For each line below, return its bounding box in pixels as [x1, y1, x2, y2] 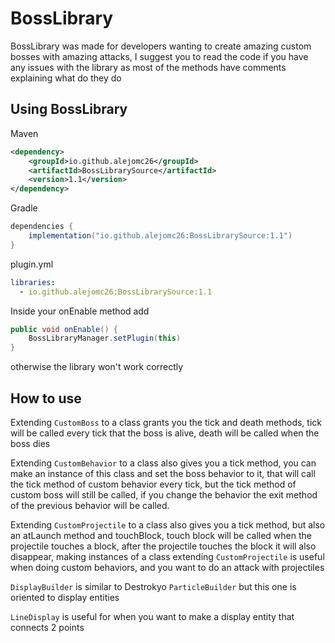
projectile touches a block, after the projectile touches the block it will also [10, 540, 317, 552]
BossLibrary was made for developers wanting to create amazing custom [10, 40, 312, 52]
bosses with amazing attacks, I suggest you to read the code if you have [10, 50, 309, 62]
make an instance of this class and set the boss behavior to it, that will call [10, 467, 316, 479]
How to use [10, 390, 82, 407]
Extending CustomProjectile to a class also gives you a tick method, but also [10, 518, 326, 531]
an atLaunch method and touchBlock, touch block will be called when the [10, 529, 312, 541]
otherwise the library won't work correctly [10, 361, 184, 373]
